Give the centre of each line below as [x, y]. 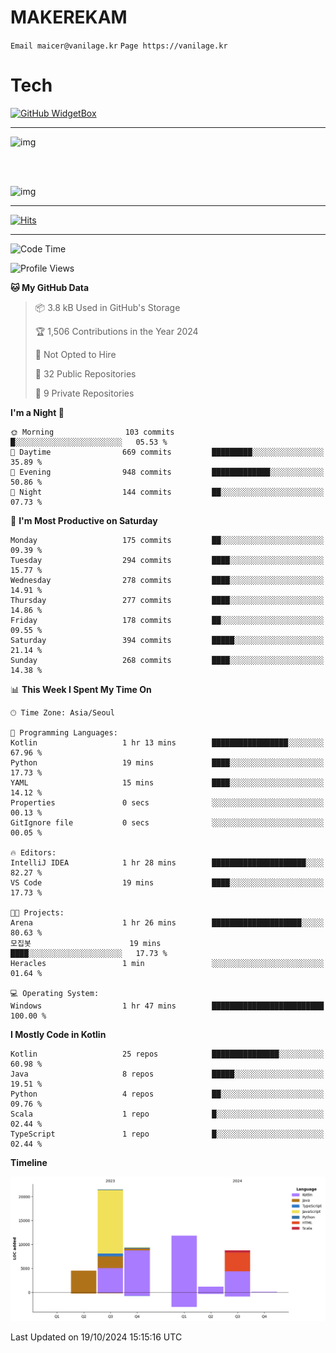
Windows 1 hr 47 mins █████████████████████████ [167, 1006]
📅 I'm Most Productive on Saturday [84, 520]
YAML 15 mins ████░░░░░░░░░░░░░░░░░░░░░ [167, 782]
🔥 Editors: [33, 852]
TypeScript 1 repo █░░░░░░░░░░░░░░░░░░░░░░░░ [167, 1134]
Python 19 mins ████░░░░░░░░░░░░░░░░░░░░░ [167, 762]
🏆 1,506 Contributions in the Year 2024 [116, 331]
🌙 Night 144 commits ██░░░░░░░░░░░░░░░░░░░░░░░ [167, 492]
